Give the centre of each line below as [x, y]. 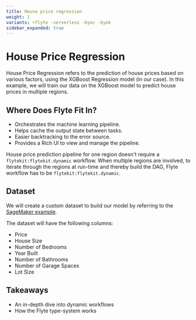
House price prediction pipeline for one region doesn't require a [83, 154]
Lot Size [24, 272]
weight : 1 [18, 17]
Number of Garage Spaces [47, 265]
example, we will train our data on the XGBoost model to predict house [91, 86]
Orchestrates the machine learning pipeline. [67, 124]
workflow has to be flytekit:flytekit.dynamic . [63, 173]
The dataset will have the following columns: [60, 223]
